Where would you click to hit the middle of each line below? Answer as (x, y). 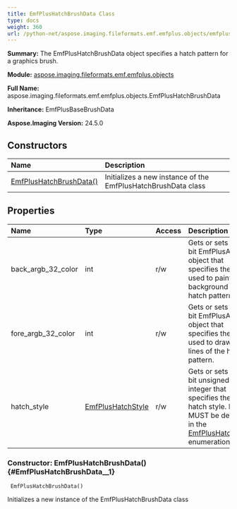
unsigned (214, 380)
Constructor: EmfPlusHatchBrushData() (77, 462)
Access (169, 231)
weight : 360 (25, 27)
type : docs (23, 20)
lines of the (207, 351)
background (208, 286)
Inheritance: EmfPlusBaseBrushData (61, 109)
